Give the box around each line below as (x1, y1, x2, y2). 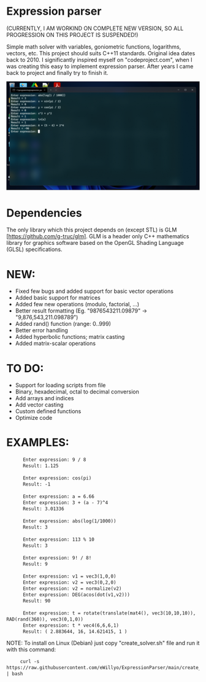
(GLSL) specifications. (6, 246, 63, 253)
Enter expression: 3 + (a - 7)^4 (22, 500, 109, 506)
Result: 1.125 (22, 463, 59, 469)
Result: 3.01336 (22, 506, 64, 512)
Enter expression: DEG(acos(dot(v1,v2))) (22, 592, 131, 598)
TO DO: (6, 361, 44, 375)
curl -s (20, 659, 40, 665)
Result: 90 (22, 598, 51, 604)
